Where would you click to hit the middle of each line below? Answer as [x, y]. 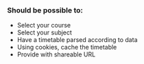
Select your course [44, 25]
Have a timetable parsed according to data [77, 40]
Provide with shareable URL [56, 54]
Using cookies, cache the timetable [67, 47]
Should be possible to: [45, 10]
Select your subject [44, 32]
